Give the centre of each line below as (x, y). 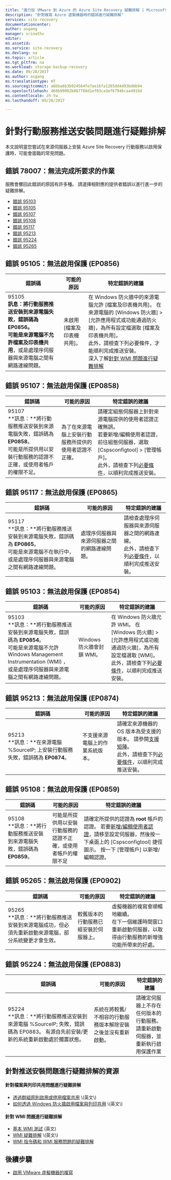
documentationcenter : (28, 24)
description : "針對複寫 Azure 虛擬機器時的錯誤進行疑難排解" (64, 15)
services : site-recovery (32, 19)
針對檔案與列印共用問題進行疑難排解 (43, 1085)
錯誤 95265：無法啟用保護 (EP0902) (63, 881)
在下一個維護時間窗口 (137, 922)
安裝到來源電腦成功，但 (36, 925)
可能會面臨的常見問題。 (43, 153)
